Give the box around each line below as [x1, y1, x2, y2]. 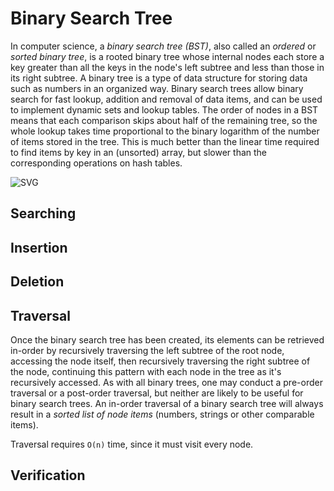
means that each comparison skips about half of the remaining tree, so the [10, 114, 318, 126]
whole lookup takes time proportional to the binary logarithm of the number [10, 125, 320, 137]
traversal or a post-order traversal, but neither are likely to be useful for [10, 387, 304, 399]
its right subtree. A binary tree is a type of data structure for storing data [10, 72, 308, 84]
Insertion [10, 239, 68, 256]
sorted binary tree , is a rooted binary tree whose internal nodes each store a [10, 50, 325, 62]
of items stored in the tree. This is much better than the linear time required [10, 135, 320, 147]
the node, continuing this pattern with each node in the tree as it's [10, 365, 282, 377]
